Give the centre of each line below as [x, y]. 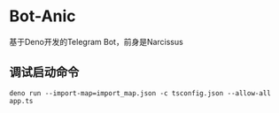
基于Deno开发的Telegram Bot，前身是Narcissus [96, 41]
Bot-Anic [43, 16]
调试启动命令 [44, 72]
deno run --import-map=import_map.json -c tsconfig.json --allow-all [140, 93]
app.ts [21, 101]
